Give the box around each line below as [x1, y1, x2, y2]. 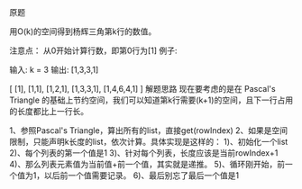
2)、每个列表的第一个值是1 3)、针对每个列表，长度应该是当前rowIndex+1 [9, 148, 279, 158]
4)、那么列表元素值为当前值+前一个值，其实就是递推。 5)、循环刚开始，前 [9, 159, 286, 169]
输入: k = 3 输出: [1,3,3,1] [9, 65, 99, 75]
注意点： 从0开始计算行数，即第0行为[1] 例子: [9, 45, 178, 56]
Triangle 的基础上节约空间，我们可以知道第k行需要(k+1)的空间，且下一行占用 [9, 94, 294, 105]
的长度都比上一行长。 [9, 106, 88, 116]
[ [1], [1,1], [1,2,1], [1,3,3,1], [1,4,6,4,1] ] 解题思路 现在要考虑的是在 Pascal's [9, 84, 277, 94]
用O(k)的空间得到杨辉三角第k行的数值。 [9, 26, 157, 37]
